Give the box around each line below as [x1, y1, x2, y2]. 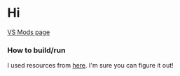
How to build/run [7, 45, 66, 55]
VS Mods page [7, 28, 50, 36]
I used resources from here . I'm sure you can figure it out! [7, 61, 174, 70]
